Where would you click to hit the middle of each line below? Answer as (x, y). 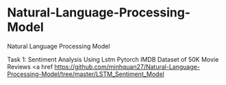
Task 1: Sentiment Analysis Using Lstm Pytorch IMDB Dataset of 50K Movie (113, 59)
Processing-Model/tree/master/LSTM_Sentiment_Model (86, 74)
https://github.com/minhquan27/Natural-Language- (127, 66)
